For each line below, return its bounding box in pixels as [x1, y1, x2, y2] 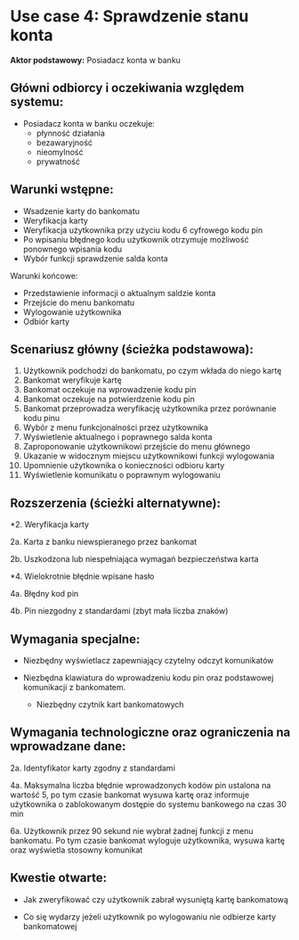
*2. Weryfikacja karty [10, 519, 90, 530]
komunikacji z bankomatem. [22, 682, 126, 692]
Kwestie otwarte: [10, 870, 108, 886]
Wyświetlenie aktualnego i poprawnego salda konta [22, 432, 213, 442]
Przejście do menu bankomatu [22, 297, 135, 308]
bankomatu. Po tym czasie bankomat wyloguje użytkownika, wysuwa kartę [10, 835, 286, 845]
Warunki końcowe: [10, 270, 78, 281]
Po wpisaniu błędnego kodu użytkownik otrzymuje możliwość [22, 234, 249, 244]
